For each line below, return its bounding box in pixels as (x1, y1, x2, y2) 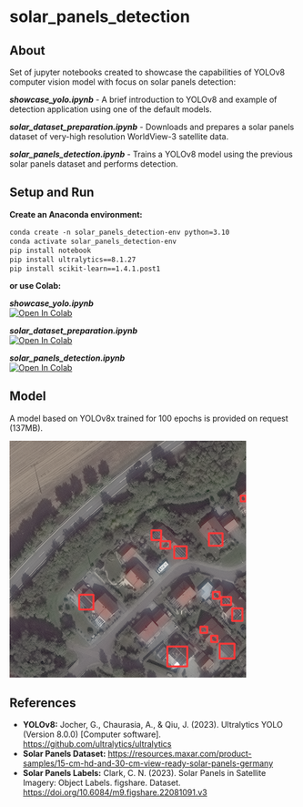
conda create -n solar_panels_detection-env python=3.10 (9, 228, 230, 237)
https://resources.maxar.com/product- (107, 749, 252, 760)
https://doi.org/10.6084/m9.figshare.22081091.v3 (22, 787, 207, 798)
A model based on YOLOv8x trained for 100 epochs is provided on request (9, 413, 288, 424)
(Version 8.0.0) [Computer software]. (22, 729, 162, 740)
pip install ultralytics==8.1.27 (9, 255, 136, 264)
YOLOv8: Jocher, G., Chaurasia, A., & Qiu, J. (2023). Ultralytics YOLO (22, 720, 284, 730)
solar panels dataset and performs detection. (9, 158, 179, 169)
